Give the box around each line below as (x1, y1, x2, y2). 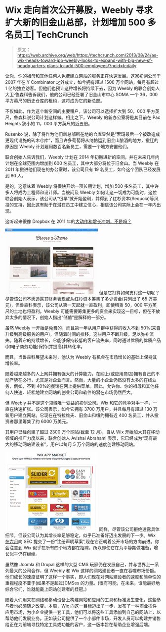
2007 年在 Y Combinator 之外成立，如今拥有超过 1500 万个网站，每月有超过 (5, 79, 159, 85)
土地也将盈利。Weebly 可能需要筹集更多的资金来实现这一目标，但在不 (13, 308, 156, 314)
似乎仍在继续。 (9, 551, 40, 557)
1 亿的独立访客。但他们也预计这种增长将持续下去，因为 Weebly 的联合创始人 (5, 85, 160, 91)
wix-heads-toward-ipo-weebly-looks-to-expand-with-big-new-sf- (17, 57, 153, 63)
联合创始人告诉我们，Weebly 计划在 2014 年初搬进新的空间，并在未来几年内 (5, 154, 160, 160)
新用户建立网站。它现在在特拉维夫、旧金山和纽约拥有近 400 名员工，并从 (5, 412, 155, 418)
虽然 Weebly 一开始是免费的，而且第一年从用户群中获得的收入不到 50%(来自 (5, 325, 161, 331)
